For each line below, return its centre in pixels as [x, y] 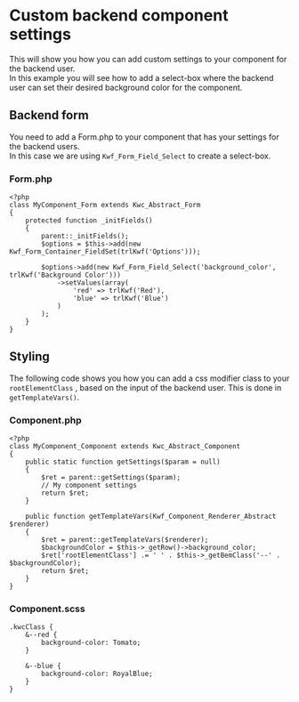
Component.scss [48, 609]
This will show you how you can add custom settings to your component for [148, 59]
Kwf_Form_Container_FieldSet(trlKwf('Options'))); [105, 252]
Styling [30, 357]
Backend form [49, 115]
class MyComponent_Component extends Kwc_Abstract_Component [125, 447]
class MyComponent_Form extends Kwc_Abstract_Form [105, 206]
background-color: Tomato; [91, 643]
